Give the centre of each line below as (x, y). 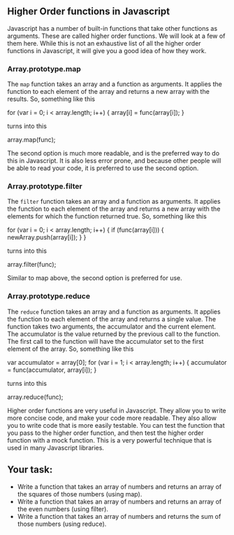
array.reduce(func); (35, 397)
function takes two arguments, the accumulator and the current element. (112, 326)
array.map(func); (31, 140)
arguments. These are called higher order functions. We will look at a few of (116, 36)
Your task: (30, 470)
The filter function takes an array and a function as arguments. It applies (114, 202)
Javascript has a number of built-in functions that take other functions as (112, 28)
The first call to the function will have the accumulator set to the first (105, 341)
